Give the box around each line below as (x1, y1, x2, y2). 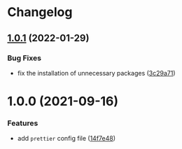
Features (7, 118, 38, 128)
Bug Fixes (7, 53, 42, 63)
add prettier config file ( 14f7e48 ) (17, 134, 116, 143)
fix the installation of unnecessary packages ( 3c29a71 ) (17, 69, 176, 77)
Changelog (7, 4, 73, 20)
